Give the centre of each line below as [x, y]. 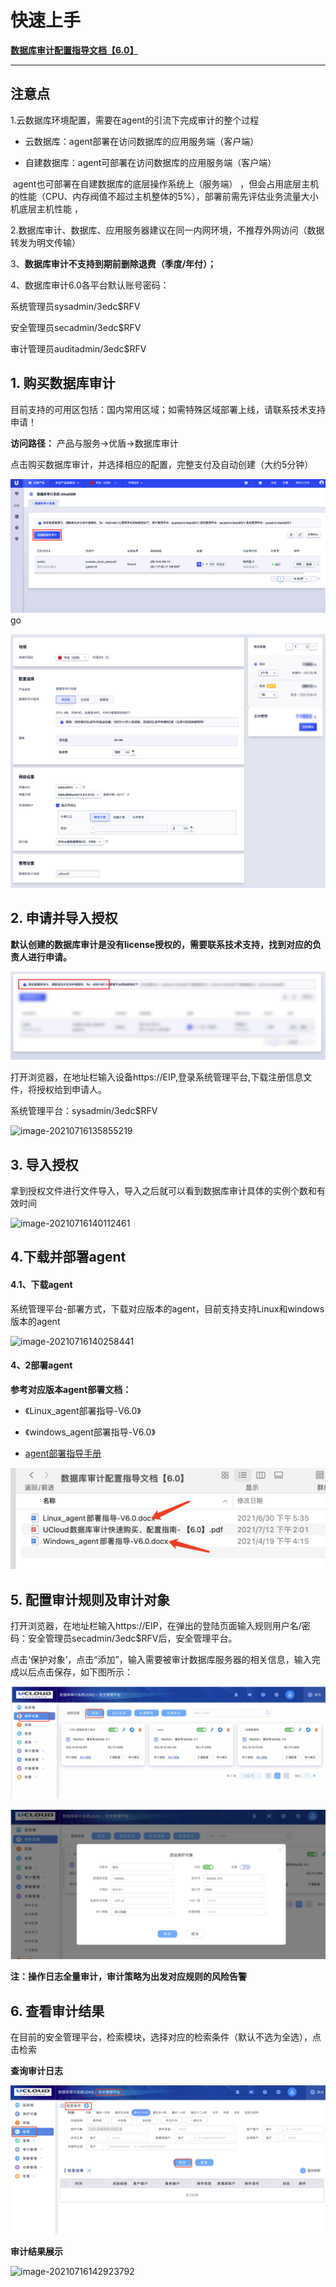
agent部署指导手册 [63, 1453]
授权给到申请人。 [71, 1090]
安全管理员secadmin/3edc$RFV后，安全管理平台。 [132, 1638]
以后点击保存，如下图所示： [75, 1672]
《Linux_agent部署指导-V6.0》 [83, 1410]
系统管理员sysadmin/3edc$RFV [75, 306]
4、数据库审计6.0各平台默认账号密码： [90, 285]
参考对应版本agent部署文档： [71, 1389]
